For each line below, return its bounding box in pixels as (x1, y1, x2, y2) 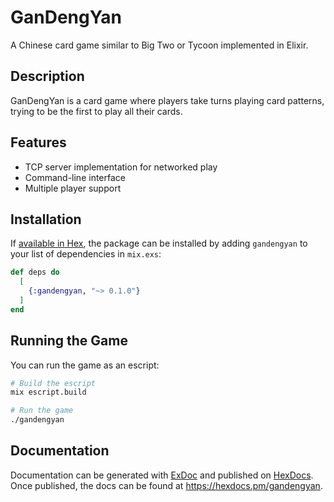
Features (10, 134, 67, 151)
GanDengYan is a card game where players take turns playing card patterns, (10, 94, 325, 106)
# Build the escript (10, 378, 97, 388)
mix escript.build (10, 387, 87, 398)
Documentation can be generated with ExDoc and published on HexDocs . (10, 469, 314, 481)
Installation (10, 211, 82, 228)
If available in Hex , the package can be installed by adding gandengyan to (10, 237, 308, 250)
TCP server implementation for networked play (24, 161, 218, 173)
